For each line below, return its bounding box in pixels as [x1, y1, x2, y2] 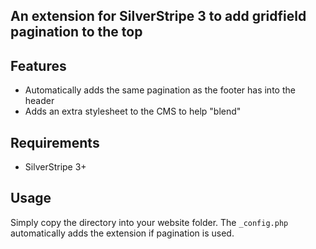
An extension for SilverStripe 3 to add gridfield [10, 8, 307, 25]
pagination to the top [10, 24, 143, 41]
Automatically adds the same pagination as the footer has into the [24, 84, 296, 96]
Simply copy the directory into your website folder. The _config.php [10, 216, 289, 228]
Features [10, 57, 67, 74]
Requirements [10, 134, 100, 151]
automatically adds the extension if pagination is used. [10, 227, 235, 239]
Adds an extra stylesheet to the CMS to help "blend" [24, 105, 242, 118]
